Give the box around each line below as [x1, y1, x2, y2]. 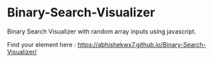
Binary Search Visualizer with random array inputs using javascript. [7, 27, 197, 35]
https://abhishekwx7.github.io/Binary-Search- [77, 40, 207, 48]
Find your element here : [7, 40, 77, 48]
